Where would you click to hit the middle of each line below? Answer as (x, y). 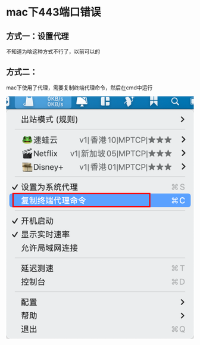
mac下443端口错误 (54, 12)
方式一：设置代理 (37, 36)
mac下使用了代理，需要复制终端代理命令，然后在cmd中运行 (79, 88)
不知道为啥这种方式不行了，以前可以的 (53, 52)
